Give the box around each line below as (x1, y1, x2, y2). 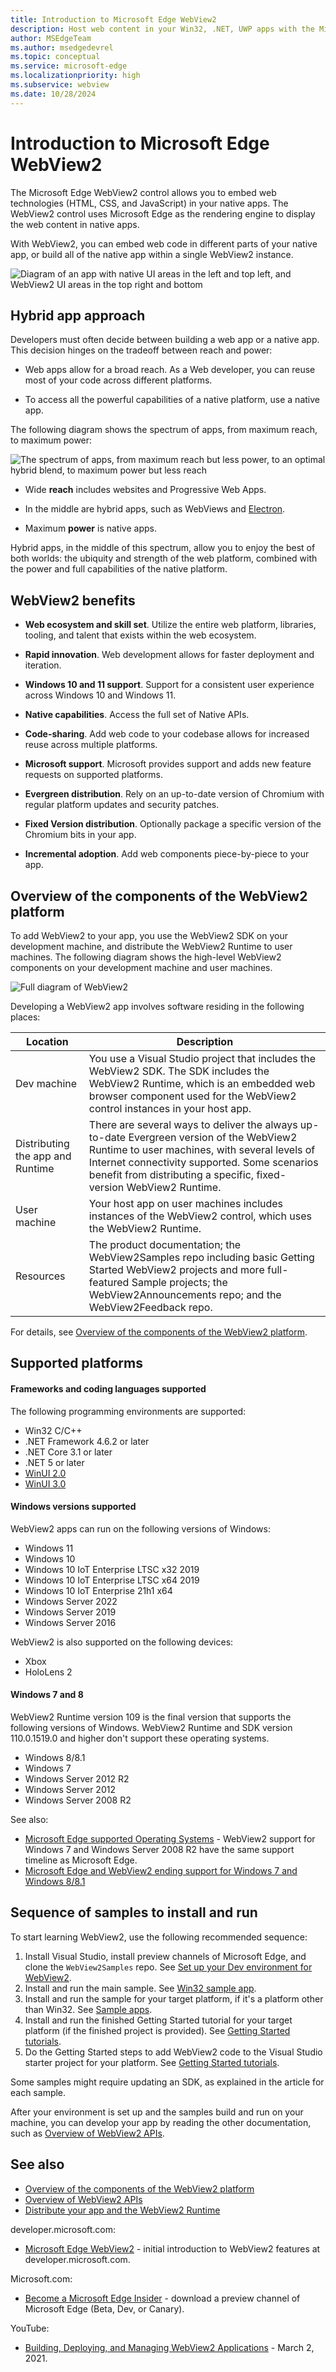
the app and (15, 1149, 72, 1163)
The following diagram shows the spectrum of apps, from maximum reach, (10, 424, 318, 436)
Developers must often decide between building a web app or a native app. (10, 334, 320, 346)
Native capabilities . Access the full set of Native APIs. (24, 709, 250, 721)
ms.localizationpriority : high (10, 71, 141, 81)
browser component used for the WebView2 (88, 1089, 297, 1103)
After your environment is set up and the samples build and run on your (10, 2106, 304, 2118)
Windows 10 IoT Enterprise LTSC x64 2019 (24, 1574, 200, 1586)
